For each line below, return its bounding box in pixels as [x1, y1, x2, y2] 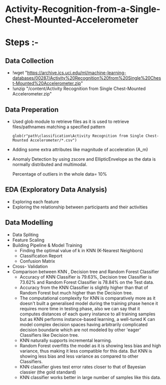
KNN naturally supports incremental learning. [19, 337, 112, 343]
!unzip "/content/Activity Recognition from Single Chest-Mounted [12, 86, 146, 92]
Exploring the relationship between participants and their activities [12, 204, 148, 210]
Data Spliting [12, 231, 39, 237]
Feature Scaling [12, 237, 45, 243]
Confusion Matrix [19, 258, 55, 264]
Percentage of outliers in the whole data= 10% [12, 171, 108, 177]
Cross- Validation [12, 263, 48, 269]
